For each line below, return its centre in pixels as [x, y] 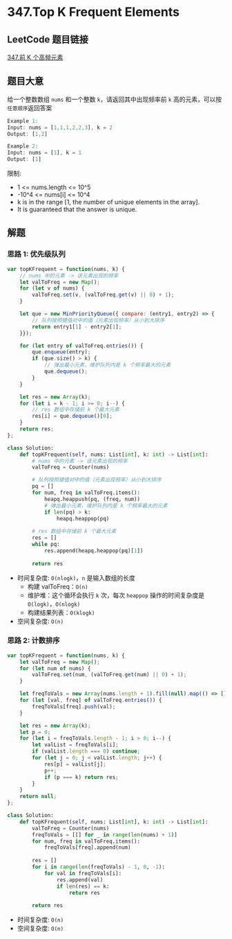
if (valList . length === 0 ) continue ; [86, 752]
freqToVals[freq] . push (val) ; [74, 707]
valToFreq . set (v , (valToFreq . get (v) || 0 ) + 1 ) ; [103, 295]
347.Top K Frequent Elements [93, 12]
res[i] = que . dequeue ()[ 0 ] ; [72, 416]
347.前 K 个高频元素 [35, 57]
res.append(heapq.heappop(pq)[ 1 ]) [94, 551]
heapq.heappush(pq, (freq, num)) [92, 499]
